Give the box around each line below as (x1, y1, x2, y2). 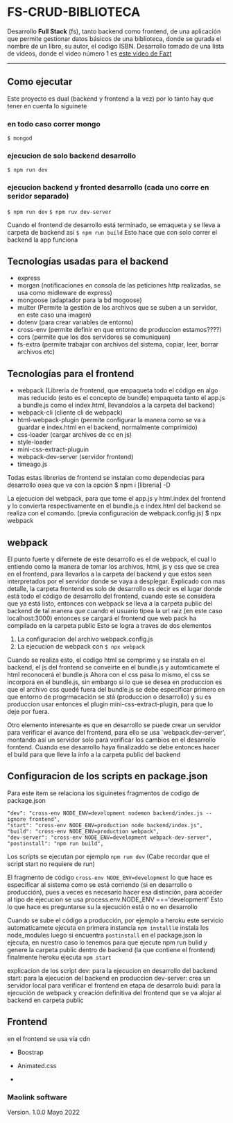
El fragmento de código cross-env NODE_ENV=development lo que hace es (7, 873, 213, 881)
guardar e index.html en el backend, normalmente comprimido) (17, 423, 198, 431)
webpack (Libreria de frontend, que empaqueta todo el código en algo (17, 386, 218, 394)
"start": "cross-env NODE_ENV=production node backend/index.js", (7, 822, 203, 829)
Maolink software (7, 1092, 67, 1101)
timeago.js (17, 460, 47, 469)
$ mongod (7, 135, 33, 142)
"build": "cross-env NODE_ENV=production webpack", (7, 828, 159, 835)
